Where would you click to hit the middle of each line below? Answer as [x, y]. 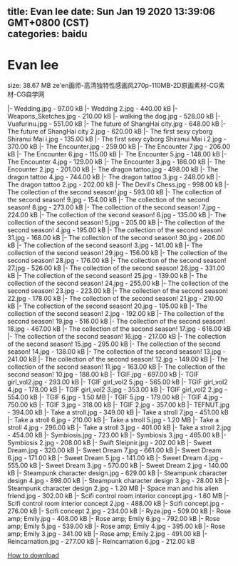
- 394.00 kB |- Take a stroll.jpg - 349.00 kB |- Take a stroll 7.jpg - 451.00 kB [118, 412]
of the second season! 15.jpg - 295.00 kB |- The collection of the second [114, 344]
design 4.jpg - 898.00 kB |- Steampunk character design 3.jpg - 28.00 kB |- [118, 481]
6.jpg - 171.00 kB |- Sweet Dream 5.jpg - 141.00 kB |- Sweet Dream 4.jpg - [115, 458]
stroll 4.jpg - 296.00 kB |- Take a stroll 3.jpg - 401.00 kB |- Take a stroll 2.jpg [119, 427]
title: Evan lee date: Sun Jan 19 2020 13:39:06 [112, 12]
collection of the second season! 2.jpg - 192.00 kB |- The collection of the [116, 314]
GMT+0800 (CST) [48, 23]
